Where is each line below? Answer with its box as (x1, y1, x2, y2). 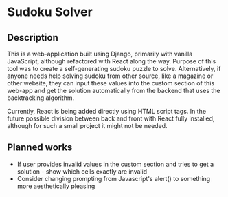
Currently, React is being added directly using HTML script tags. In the (7, 107, 207, 115)
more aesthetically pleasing (16, 182, 95, 190)
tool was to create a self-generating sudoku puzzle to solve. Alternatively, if (7, 65, 221, 72)
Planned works (7, 142, 73, 154)
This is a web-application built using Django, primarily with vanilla (7, 50, 193, 58)
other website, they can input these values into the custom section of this (7, 79, 215, 87)
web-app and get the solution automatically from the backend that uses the (7, 87, 221, 94)
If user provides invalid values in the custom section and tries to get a (16, 160, 214, 168)
